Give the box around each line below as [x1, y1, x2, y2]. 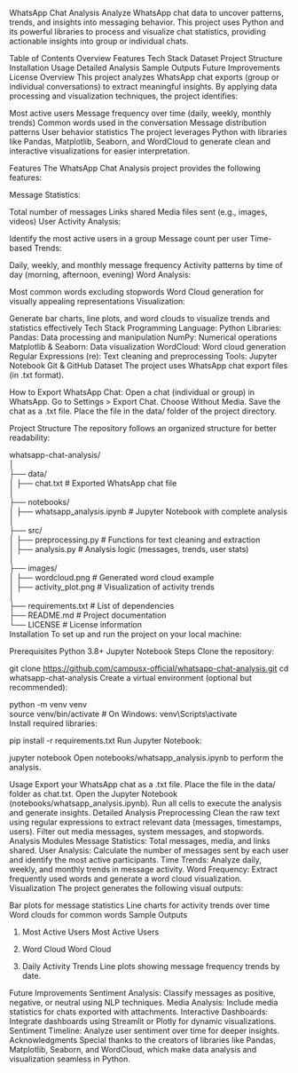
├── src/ [9, 525, 43, 535]
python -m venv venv [9, 699, 87, 709]
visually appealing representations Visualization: [9, 296, 186, 306]
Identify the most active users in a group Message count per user [9, 233, 248, 243]
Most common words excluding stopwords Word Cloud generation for [9, 287, 264, 296]
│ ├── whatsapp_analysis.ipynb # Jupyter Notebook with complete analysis [9, 506, 288, 517]
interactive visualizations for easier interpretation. [9, 146, 191, 156]
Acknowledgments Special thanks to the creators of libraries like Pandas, [9, 1035, 277, 1045]
